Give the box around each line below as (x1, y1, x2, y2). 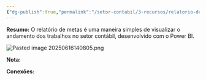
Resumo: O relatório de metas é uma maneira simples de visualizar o (6, 26, 181, 33)
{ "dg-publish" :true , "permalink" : (6, 9, 92, 15)
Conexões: (6, 68, 35, 75)
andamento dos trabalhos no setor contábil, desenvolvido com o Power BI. (6, 32, 195, 40)
